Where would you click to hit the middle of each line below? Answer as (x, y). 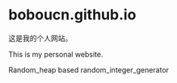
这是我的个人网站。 (40, 38)
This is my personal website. (56, 54)
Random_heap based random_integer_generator (89, 69)
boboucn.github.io (72, 15)
